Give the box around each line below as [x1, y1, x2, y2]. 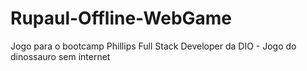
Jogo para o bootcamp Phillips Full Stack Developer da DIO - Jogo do [10, 40, 297, 52]
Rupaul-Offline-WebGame [10, 7, 233, 30]
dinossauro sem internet [10, 50, 111, 62]
